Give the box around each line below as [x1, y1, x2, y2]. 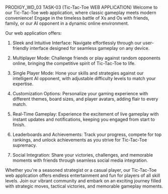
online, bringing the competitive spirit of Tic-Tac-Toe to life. [12, 60, 136, 66]
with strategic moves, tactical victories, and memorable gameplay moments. [5, 183, 163, 189]
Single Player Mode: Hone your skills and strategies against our [12, 70, 144, 76]
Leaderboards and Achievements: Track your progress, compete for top [12, 132, 162, 138]
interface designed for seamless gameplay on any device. [30, 45, 150, 51]
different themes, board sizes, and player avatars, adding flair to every [12, 96, 158, 102]
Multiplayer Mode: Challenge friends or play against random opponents [12, 55, 161, 61]
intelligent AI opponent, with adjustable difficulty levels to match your [12, 76, 156, 81]
